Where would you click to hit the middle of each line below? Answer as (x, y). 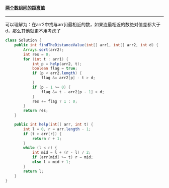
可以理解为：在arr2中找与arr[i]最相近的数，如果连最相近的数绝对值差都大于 (83, 25)
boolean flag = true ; (55, 69)
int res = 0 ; (37, 54)
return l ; (33, 171)
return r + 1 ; (47, 139)
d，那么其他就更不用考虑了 (33, 31)
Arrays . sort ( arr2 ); (44, 50)
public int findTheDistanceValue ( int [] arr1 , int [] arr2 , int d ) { (87, 45)
